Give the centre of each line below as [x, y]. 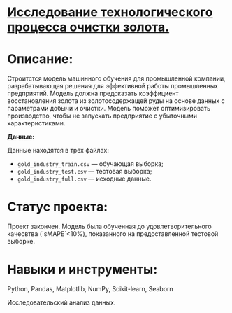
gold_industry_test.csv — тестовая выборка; [85, 172]
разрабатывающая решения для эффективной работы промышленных [113, 86]
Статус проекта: [58, 207]
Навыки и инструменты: [82, 270]
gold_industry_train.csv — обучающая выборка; [90, 164]
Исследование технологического [110, 12]
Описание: [40, 59]
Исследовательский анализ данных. [61, 302]
